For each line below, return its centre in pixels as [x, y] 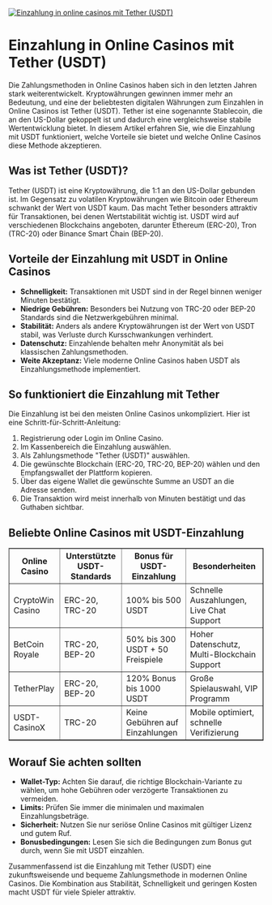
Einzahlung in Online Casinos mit [121, 45]
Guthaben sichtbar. [52, 507]
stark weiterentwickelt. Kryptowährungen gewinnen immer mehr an [121, 93]
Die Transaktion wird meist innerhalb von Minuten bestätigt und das [133, 498]
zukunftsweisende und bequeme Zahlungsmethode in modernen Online [128, 875]
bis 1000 [143, 688]
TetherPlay [34, 688]
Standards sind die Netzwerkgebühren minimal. [99, 317]
